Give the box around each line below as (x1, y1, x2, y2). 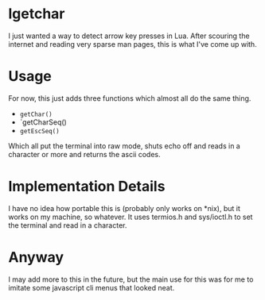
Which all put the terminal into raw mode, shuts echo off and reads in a (8, 140, 240, 151)
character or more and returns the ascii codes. (8, 149, 161, 159)
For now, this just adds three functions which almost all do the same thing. (8, 93, 251, 103)
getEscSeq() (19, 127, 60, 135)
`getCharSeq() (19, 117, 68, 127)
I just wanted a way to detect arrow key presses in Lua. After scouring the (8, 31, 250, 40)
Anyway (8, 248, 64, 266)
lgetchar (8, 5, 65, 23)
